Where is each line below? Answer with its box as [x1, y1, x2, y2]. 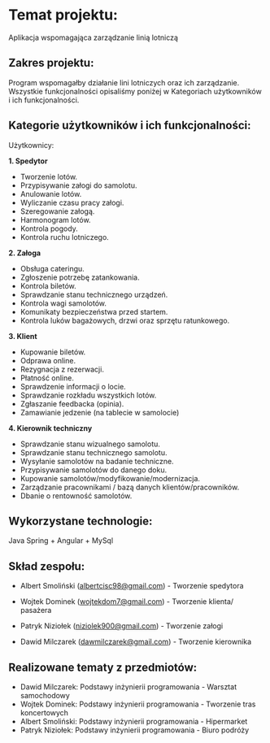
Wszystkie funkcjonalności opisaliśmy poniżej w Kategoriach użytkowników [8, 86, 262, 96]
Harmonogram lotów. [20, 215, 91, 224]
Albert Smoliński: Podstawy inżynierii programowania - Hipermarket [20, 717, 248, 726]
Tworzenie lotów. [20, 172, 78, 181]
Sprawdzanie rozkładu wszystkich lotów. [20, 390, 157, 400]
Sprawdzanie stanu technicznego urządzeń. [20, 289, 168, 299]
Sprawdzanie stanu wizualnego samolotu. [20, 439, 161, 449]
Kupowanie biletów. [20, 347, 86, 357]
